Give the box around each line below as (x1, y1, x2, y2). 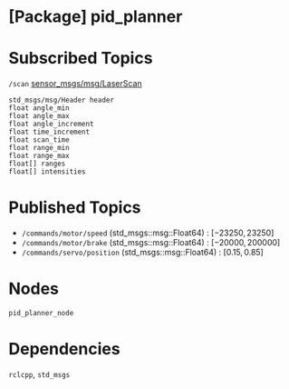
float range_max (8, 152, 70, 161)
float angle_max (8, 112, 70, 121)
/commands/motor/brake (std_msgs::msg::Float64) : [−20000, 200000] (21, 237, 281, 248)
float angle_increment (8, 120, 94, 129)
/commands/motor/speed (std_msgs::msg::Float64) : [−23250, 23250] (21, 227, 275, 238)
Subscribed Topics (8, 48, 153, 69)
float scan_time (8, 135, 70, 145)
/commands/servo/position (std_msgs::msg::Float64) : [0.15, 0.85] (21, 247, 264, 258)
